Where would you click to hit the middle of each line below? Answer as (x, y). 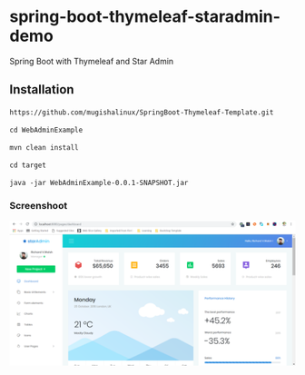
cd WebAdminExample (46, 130)
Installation (42, 89)
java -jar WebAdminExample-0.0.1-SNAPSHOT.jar (99, 183)
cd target (28, 165)
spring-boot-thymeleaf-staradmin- (145, 17)
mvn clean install (44, 147)
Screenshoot (39, 205)
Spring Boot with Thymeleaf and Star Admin (92, 61)
